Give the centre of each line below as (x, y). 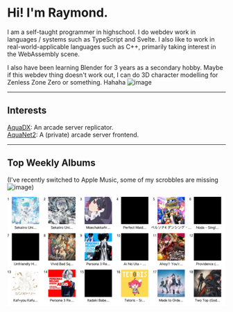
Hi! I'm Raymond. (58, 13)
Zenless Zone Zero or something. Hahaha (67, 82)
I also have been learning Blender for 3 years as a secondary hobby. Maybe (115, 67)
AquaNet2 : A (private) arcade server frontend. (73, 135)
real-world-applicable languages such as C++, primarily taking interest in (112, 46)
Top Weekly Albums (51, 163)
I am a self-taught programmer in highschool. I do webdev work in (102, 32)
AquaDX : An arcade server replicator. (60, 127)
